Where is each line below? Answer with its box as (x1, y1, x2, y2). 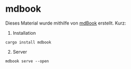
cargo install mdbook (5, 39, 52, 45)
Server (12, 49, 27, 55)
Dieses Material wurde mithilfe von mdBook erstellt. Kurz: (5, 20, 126, 26)
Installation (12, 30, 36, 36)
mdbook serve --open (5, 58, 50, 64)
